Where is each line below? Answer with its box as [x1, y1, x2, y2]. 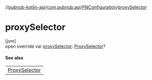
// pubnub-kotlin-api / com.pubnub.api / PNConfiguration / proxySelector [5, 4, 147, 10]
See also [5, 55, 23, 61]
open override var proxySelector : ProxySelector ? [5, 43, 106, 49]
